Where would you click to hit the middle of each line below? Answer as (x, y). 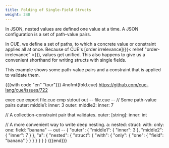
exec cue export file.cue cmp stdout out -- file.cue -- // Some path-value (81, 100)
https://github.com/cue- (124, 85)
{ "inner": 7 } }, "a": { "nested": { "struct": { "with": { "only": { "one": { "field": (84, 135)
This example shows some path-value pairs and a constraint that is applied (83, 69)
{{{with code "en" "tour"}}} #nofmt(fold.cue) (51, 85)
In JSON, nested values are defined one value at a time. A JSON (72, 29)
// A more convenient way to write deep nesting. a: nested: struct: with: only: (85, 124)
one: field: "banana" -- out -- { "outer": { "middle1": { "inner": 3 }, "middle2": (84, 130)
